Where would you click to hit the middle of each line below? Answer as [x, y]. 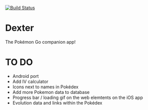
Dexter [20, 28]
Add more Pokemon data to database [51, 92]
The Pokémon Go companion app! [41, 42]
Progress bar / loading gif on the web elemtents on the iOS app [78, 97]
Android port [26, 76]
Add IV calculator [30, 81]
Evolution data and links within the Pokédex [57, 102]
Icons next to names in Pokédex [45, 87]
